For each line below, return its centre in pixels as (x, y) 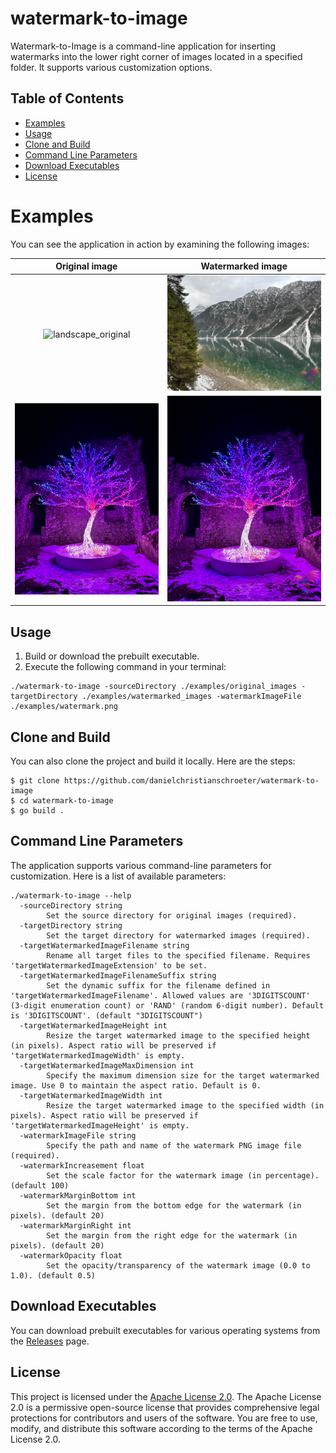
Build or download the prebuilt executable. (112, 656)
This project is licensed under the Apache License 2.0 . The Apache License (166, 1396)
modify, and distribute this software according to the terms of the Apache (161, 1428)
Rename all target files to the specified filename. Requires (178, 955)
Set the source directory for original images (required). (172, 915)
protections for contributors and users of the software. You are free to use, (164, 1418)
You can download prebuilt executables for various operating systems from (165, 1330)
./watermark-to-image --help (71, 895)
